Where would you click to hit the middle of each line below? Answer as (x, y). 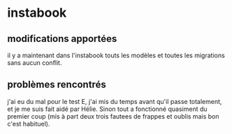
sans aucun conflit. (35, 63)
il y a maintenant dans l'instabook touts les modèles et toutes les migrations (116, 55)
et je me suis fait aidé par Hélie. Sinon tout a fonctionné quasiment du (107, 109)
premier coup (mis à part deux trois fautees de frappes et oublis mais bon (113, 116)
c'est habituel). (29, 124)
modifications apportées (62, 39)
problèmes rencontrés (57, 85)
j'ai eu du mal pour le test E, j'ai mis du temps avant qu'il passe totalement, (115, 101)
